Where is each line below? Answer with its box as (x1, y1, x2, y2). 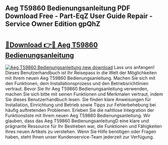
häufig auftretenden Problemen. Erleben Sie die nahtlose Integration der (5, 107, 154, 113)
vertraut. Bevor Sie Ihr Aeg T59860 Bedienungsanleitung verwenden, (5, 86, 149, 92)
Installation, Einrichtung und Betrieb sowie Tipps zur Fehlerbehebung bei (5, 102, 156, 108)
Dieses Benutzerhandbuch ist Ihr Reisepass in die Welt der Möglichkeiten (5, 70, 157, 76)
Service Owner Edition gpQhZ (5, 20, 101, 28)
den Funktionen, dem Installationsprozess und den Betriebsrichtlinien (5, 81, 149, 86)
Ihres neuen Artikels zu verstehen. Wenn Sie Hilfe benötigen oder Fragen (5, 128, 156, 134)
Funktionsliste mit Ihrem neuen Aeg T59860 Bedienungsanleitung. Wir (5, 113, 151, 118)
